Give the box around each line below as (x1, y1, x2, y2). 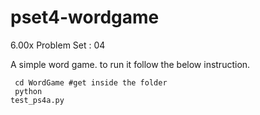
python (14, 86, 43, 96)
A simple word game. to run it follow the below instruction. (10, 58, 251, 70)
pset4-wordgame (10, 6, 160, 29)
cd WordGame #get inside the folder (14, 77, 168, 88)
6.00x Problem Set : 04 (10, 39, 106, 51)
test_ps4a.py (10, 95, 65, 105)
